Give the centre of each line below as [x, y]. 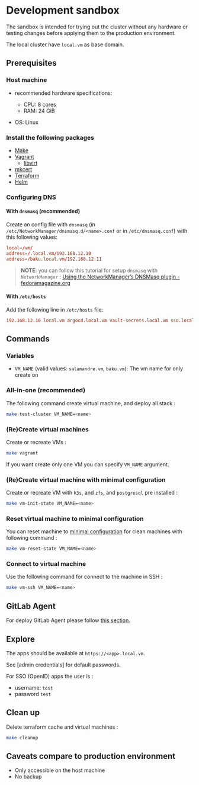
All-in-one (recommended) [46, 390]
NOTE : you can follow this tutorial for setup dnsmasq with [89, 270]
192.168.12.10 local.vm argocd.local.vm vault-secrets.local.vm [87, 321]
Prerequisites [31, 63]
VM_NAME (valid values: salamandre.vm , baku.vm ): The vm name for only [99, 369]
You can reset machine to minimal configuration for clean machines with [94, 531]
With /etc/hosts [26, 296]
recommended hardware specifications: [63, 93]
